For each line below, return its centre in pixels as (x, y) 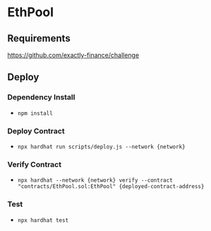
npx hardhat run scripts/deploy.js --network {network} (101, 146)
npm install (35, 113)
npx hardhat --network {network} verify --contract (95, 180)
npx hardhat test (43, 220)
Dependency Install (41, 97)
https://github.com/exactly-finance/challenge (73, 55)
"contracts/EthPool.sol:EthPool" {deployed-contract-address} (111, 187)
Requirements (39, 38)
